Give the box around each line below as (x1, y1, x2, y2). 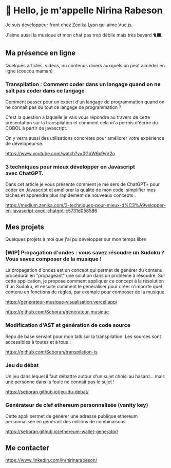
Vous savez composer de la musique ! (5, 255, 102, 263)
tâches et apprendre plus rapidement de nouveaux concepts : (5, 192, 136, 198)
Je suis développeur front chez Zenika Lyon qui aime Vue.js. (5, 22, 133, 28)
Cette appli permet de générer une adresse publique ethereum (5, 413, 138, 419)
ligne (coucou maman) (5, 68, 53, 74)
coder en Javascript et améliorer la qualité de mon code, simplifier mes (5, 187, 156, 193)
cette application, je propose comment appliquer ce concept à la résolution (5, 278, 164, 284)
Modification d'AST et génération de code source (5, 322, 131, 329)
